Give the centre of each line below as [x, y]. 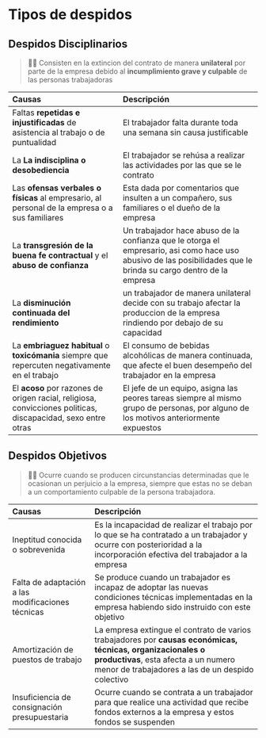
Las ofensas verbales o [57, 188]
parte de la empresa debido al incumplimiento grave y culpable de [137, 71]
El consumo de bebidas [166, 345]
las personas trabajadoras [70, 80]
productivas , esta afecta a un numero [165, 660]
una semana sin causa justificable [185, 132]
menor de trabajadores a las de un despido [174, 669]
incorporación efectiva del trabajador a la [171, 554]
